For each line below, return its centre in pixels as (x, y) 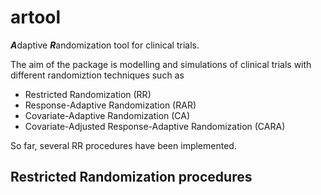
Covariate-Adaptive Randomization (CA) (107, 115)
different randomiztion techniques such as (97, 75)
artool (36, 17)
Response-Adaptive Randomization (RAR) (110, 105)
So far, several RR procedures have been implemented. (123, 145)
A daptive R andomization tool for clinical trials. (105, 45)
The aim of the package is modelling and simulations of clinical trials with (161, 64)
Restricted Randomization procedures (131, 177)
